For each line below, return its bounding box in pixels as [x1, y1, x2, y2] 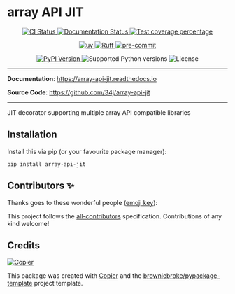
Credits [7, 239, 41, 251]
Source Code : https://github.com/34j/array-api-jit [7, 88, 150, 97]
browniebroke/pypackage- [143, 272, 220, 280]
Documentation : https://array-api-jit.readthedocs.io [7, 74, 157, 83]
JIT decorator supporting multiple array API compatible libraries [7, 108, 191, 116]
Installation [7, 129, 57, 141]
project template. [34, 279, 83, 288]
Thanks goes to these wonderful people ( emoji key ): [7, 198, 158, 206]
